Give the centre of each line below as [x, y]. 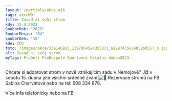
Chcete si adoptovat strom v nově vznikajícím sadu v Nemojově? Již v [79, 72]
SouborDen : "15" [23, 39]
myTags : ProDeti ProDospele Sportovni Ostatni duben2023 [67, 58]
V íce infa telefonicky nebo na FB [39, 93]
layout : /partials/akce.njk [35, 10]
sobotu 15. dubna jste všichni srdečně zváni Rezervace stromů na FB [82, 78]
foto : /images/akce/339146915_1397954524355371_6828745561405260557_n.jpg [87, 48]
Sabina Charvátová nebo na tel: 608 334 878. [53, 83]
